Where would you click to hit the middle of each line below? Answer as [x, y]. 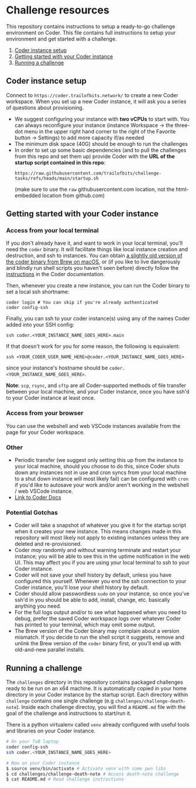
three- [182, 125]
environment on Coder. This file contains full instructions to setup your [91, 32]
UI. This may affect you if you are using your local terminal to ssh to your [102, 563]
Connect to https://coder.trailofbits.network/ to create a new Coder [92, 95]
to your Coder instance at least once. [51, 398]
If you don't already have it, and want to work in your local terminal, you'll [94, 243]
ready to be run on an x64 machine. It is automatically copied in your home [97, 688]
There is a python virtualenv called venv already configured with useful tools [98, 725]
